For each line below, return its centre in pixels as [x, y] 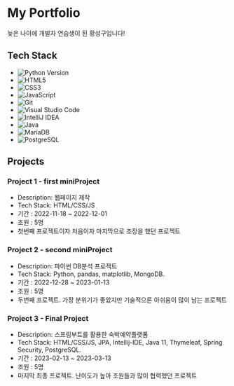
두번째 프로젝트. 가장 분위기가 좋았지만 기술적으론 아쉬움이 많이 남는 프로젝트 [122, 300]
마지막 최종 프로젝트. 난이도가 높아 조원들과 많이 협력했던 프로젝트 [107, 375]
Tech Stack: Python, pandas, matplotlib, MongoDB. [91, 274]
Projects [26, 161]
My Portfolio [44, 13]
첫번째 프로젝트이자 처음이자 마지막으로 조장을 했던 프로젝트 [99, 231]
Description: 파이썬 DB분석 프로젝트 [67, 266]
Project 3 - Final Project [48, 318]
